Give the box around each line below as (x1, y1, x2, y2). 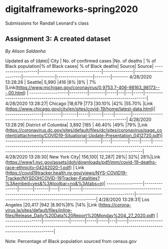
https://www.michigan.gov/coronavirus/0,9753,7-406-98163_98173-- (17, 84, 160, 90)
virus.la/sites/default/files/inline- (5, 207, 73, 213)
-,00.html (5, 89, 24, 96)
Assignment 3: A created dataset (5, 35, 111, 43)
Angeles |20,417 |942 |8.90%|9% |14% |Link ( (5, 202, 100, 208)
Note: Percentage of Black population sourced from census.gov (5, 238, 137, 244)
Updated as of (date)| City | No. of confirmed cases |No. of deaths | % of (5, 58, 156, 64)
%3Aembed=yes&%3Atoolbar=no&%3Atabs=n (5, 180, 103, 186)
